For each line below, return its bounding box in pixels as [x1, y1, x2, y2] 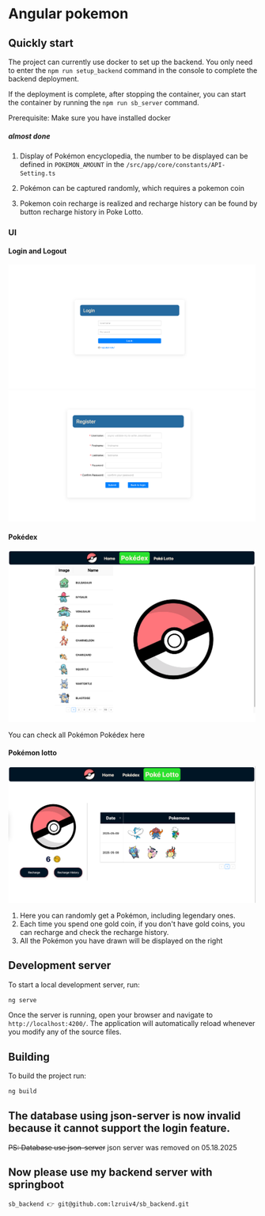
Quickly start [8, 36, 74, 50]
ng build [8, 1088, 37, 1096]
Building [8, 1050, 50, 1063]
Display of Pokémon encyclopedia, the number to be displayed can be [19, 151, 248, 161]
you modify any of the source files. [8, 1027, 122, 1037]
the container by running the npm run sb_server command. [8, 98, 199, 107]
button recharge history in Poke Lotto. [19, 207, 144, 216]
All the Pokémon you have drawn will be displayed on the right [19, 936, 223, 945]
